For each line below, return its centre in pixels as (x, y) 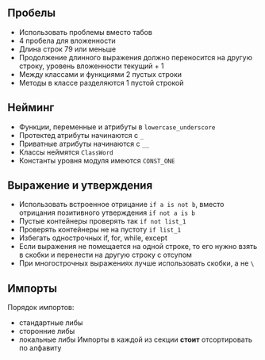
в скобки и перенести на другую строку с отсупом (105, 255)
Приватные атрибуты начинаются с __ (84, 144)
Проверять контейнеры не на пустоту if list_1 (100, 230)
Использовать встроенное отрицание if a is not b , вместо (121, 205)
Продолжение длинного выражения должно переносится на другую (136, 57)
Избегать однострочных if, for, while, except (93, 238)
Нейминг (31, 107)
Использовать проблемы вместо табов (85, 32)
